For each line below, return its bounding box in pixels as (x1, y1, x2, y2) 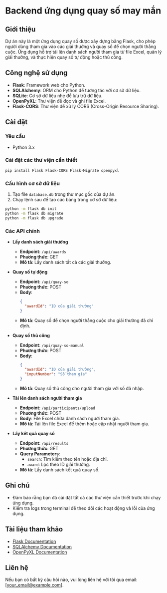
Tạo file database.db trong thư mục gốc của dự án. (12, 191, 116, 197)
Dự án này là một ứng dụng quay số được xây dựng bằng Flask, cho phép (5, 38, 156, 44)
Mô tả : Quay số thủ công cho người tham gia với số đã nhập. (19, 386, 144, 392)
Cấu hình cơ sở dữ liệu (5, 180, 60, 187)
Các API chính (5, 227, 40, 234)
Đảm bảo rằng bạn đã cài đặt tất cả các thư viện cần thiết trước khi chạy (12, 494, 161, 500)
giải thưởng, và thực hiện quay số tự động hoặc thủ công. (5, 54, 123, 60)
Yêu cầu (5, 133, 25, 140)
